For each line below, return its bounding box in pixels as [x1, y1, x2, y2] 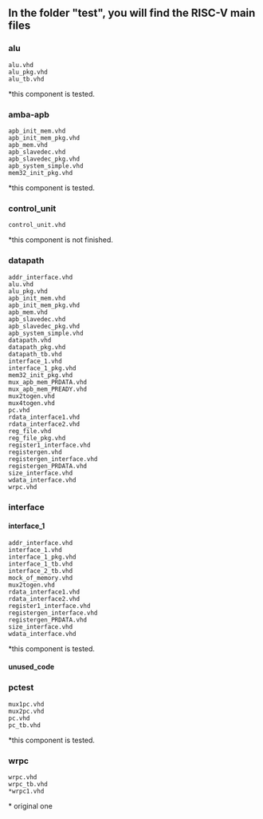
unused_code [8, 662, 55, 672]
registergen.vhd [8, 447, 62, 456]
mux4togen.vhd [8, 399, 56, 407]
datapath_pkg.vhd [8, 343, 66, 351]
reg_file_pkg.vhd [8, 434, 66, 442]
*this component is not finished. [8, 235, 114, 245]
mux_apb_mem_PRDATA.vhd [8, 378, 88, 386]
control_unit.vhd [8, 221, 66, 229]
